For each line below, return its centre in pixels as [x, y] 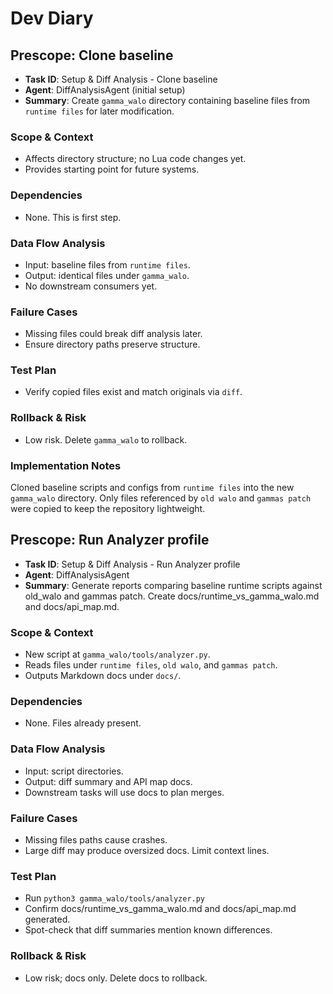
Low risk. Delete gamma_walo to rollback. [106, 439]
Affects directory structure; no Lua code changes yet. [135, 159]
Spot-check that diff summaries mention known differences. [148, 930]
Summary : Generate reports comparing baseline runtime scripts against [173, 585]
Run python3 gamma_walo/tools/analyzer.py [115, 898]
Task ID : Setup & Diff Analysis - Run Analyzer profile [132, 564]
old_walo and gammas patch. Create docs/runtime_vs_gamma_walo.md [172, 596]
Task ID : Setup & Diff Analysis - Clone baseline [121, 79]
